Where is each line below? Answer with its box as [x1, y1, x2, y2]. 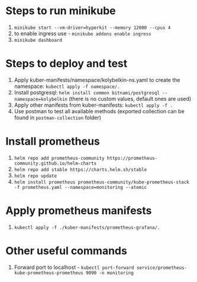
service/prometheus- [136, 264, 188, 271]
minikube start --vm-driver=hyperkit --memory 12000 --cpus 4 [14, 25, 171, 31]
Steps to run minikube [5, 4, 116, 18]
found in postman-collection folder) [14, 114, 102, 121]
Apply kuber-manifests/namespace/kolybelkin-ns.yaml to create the [14, 76, 180, 83]
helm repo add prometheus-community [14, 155, 105, 161]
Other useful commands [5, 244, 128, 257]
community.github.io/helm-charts [14, 160, 97, 166]
